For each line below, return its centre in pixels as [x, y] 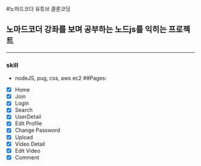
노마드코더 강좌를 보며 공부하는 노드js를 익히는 [86, 30]
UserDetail [28, 117]
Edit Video [28, 150]
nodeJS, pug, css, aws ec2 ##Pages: [61, 78]
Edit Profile [28, 123]
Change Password [37, 130]
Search [24, 110]
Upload [24, 137]
